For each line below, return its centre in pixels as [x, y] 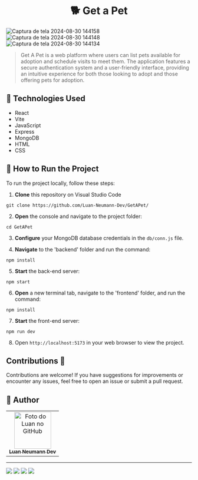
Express [24, 131]
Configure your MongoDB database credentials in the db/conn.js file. [99, 238]
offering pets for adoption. [52, 80]
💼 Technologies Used [46, 99]
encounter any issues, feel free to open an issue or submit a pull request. [95, 381]
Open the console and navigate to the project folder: [78, 216]
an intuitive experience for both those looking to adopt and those [99, 74]
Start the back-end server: [47, 271]
